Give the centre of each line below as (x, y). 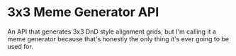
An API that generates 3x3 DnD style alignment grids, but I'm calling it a (112, 31)
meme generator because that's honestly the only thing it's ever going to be (118, 38)
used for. (20, 46)
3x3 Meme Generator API (83, 12)
